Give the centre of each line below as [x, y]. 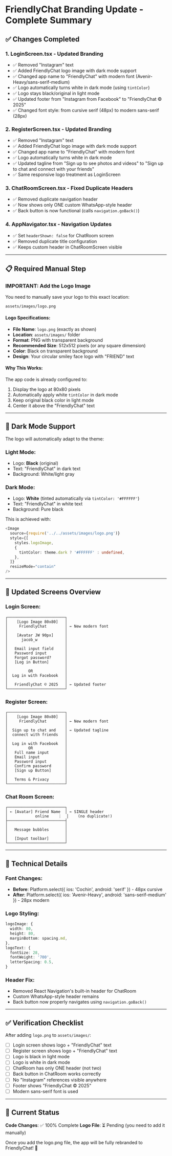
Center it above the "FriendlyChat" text [54, 406]
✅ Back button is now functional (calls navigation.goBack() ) [76, 211]
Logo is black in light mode [41, 1057]
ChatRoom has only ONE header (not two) [57, 1068]
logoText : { [18, 948]
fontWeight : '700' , [31, 958]
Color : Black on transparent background [55, 351]
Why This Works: [24, 368]
